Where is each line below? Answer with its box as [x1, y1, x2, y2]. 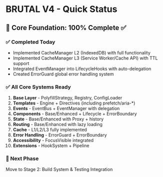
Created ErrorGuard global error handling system [12, 71, 114, 77]
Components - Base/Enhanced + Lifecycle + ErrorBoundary [12, 111, 137, 117]
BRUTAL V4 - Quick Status [5, 3, 117, 15]
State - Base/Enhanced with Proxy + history [12, 116, 104, 122]
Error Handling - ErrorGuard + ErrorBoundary [12, 132, 107, 138]
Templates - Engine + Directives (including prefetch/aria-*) [12, 100, 135, 106]
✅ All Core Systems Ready [5, 83, 71, 90]
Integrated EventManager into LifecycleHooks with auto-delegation [12, 65, 151, 71]
